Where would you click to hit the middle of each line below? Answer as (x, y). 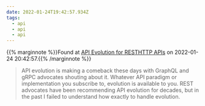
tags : (13, 18)
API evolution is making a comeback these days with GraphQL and (105, 70)
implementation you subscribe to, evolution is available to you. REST (107, 84)
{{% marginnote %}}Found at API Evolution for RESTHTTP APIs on (90, 52)
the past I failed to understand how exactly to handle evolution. (101, 97)
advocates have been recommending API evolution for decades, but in (110, 90)
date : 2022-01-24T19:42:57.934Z (47, 12)
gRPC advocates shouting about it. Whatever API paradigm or (99, 77)
